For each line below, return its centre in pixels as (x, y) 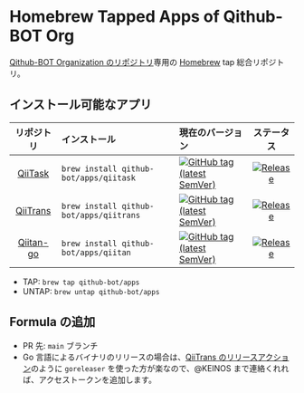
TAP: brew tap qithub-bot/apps (81, 282)
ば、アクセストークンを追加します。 (89, 379)
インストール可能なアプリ (81, 105)
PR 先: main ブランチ (60, 345)
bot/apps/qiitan (96, 252)
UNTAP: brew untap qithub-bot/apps (91, 291)
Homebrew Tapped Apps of (114, 17)
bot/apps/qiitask (99, 177)
